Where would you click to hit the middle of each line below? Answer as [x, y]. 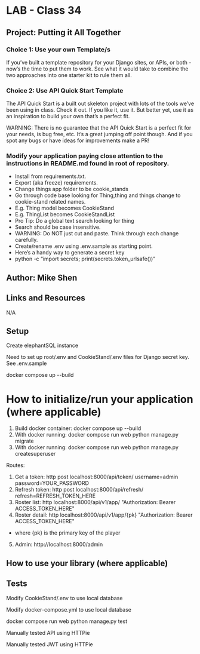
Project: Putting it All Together [64, 33]
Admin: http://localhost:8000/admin [59, 545]
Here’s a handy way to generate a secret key [70, 253]
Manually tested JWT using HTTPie [50, 644]
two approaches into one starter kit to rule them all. [69, 75]
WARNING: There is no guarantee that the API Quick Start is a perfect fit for [99, 128]
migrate [24, 441]
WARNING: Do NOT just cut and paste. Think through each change [97, 234]
